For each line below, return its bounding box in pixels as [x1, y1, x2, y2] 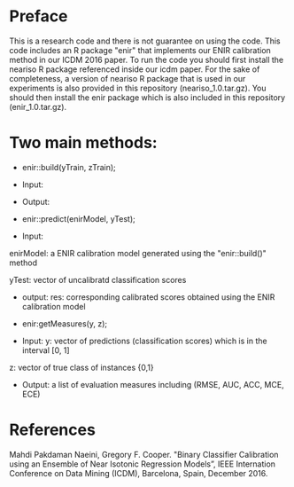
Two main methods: [9, 133, 158, 153]
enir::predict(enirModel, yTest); [21, 213, 135, 224]
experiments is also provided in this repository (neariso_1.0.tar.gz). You [9, 82, 267, 93]
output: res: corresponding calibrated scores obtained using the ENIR [21, 291, 275, 302]
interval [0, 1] [21, 344, 70, 356]
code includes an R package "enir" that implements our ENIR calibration [9, 44, 272, 55]
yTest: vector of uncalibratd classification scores [9, 274, 187, 285]
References [9, 420, 96, 440]
